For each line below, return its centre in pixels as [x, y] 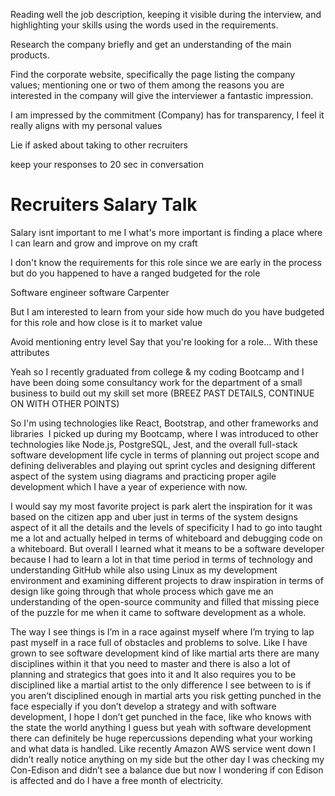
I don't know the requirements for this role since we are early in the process [166, 262]
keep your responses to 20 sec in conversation [107, 164]
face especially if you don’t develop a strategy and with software [143, 706]
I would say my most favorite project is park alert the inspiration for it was [161, 506]
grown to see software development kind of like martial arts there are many [165, 653]
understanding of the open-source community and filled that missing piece [165, 601]
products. [30, 55]
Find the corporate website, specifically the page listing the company [153, 74]
